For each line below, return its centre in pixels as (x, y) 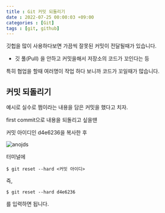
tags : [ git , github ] (33, 28)
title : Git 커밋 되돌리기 (36, 12)
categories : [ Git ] (30, 23)
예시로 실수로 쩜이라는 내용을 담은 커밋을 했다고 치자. (67, 107)
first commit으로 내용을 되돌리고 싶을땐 (52, 120)
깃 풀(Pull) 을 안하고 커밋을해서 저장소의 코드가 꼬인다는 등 (82, 59)
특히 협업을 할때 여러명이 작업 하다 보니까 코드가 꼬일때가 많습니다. (83, 71)
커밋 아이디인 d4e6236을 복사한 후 (47, 133)
